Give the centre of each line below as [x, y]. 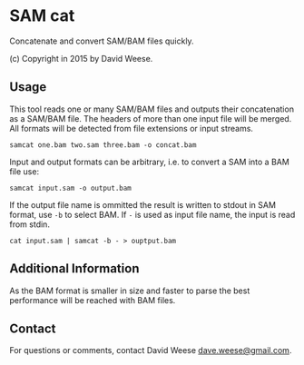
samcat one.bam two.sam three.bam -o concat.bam [103, 145]
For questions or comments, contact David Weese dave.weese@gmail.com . [151, 350]
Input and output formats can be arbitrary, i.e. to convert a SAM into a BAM [150, 162]
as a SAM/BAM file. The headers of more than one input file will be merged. [151, 118]
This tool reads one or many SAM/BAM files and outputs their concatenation [152, 109]
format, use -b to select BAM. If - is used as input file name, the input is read [152, 214]
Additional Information [74, 269]
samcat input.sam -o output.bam [70, 188]
